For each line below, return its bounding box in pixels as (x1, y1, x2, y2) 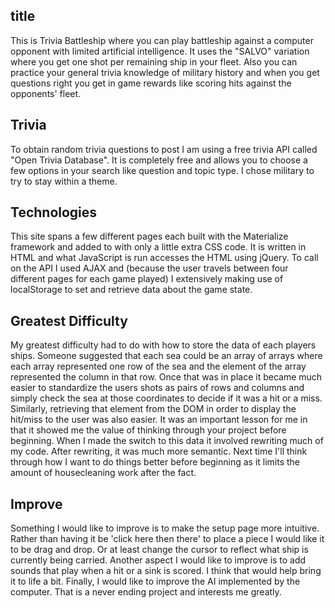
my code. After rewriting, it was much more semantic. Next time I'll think (10, 445, 308, 458)
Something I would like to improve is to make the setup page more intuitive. (10, 522, 320, 534)
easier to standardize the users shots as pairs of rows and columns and (10, 382, 305, 394)
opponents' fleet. (10, 87, 82, 99)
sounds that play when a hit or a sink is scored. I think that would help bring (10, 565, 322, 577)
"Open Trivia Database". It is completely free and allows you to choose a (10, 154, 308, 166)
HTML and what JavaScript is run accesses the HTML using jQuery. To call (10, 252, 319, 264)
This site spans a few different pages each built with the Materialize (10, 230, 289, 243)
